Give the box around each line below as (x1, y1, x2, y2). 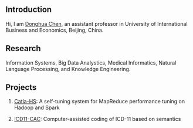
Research (5, 43, 42, 53)
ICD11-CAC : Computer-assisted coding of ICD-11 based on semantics (13, 116, 181, 123)
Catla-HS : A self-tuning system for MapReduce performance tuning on (13, 98, 185, 105)
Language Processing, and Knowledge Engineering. (5, 65, 131, 72)
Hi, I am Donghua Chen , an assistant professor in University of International (5, 20, 188, 27)
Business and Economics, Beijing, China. (5, 26, 104, 33)
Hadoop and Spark (13, 104, 60, 111)
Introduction (5, 5, 52, 15)
